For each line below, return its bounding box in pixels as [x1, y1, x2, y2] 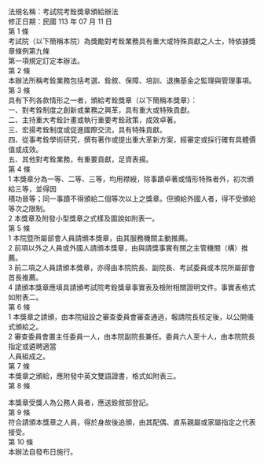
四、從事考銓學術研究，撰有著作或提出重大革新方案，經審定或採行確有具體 [8, 135, 249, 144]
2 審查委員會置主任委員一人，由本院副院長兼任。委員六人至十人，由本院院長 [8, 332, 255, 341]
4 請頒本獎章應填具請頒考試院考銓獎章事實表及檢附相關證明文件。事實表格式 [8, 283, 255, 291]
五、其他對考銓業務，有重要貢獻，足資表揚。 [8, 154, 153, 164]
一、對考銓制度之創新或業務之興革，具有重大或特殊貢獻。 [8, 106, 194, 114]
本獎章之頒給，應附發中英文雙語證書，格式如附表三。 [8, 371, 181, 380]
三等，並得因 [14, 184, 57, 193]
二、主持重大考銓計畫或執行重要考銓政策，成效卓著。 [8, 115, 181, 124]
